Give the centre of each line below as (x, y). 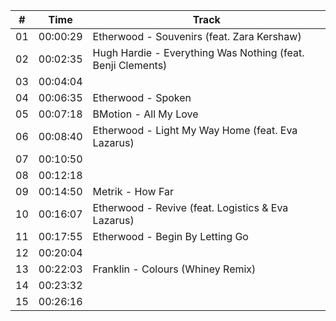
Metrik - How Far (133, 191)
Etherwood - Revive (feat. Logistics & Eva (190, 207)
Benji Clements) (130, 65)
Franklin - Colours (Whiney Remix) (174, 269)
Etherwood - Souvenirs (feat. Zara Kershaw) (197, 36)
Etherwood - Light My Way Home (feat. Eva (195, 130)
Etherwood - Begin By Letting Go (170, 236)
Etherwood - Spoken (142, 97)
